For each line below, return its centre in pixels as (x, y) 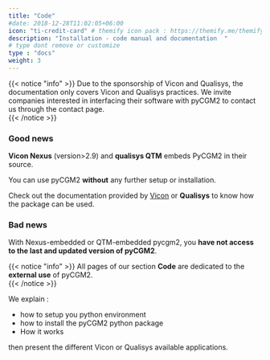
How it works (42, 332)
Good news (31, 138)
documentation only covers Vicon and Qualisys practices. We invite (120, 92)
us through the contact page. (56, 108)
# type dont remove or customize (64, 46)
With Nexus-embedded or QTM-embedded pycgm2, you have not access (131, 243)
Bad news (28, 225)
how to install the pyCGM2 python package (92, 323)
